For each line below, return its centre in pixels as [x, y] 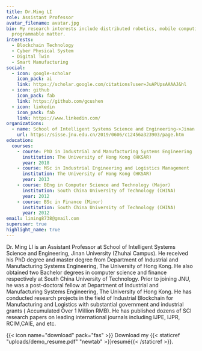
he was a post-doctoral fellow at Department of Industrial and [82, 285]
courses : [23, 146]
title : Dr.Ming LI [29, 12]
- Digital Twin [31, 56]
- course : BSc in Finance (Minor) [60, 202]
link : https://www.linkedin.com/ [59, 118]
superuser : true [26, 224]
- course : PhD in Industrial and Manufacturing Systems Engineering [105, 151]
